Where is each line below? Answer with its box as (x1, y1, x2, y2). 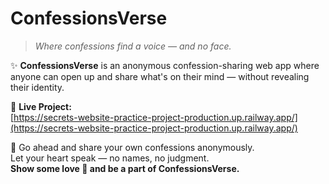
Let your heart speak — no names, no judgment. (10, 152, 210, 164)
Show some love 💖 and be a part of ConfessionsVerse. (10, 162, 240, 174)
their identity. (10, 81, 65, 93)
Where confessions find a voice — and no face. (34, 40, 232, 52)
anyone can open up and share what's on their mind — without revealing (10, 70, 310, 82)
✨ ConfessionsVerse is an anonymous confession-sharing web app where (10, 59, 320, 71)
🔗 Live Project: (10, 100, 72, 112)
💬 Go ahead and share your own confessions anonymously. (10, 141, 255, 153)
